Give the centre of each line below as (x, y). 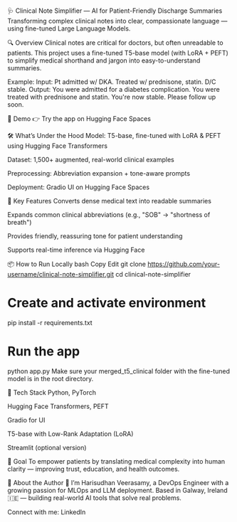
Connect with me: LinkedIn (47, 512)
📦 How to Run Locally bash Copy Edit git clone (77, 264)
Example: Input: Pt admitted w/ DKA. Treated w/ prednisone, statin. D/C (112, 82)
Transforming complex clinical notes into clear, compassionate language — (117, 21)
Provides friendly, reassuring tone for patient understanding (95, 236)
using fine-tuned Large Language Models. (69, 28)
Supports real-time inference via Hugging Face (76, 250)
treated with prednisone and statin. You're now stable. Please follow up (112, 97)
